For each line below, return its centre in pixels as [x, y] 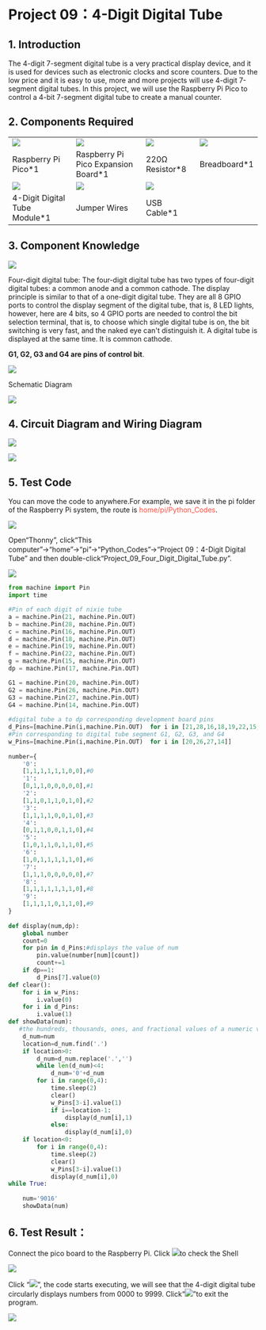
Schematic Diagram [40, 384]
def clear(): [30, 985]
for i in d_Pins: [51, 1007]
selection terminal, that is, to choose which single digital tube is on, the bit [129, 322]
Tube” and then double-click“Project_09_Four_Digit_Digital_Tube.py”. [120, 559]
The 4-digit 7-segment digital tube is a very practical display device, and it [130, 63]
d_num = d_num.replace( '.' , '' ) [85, 1059]
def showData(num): [40, 1022]
